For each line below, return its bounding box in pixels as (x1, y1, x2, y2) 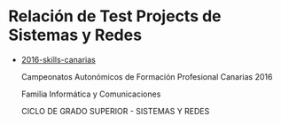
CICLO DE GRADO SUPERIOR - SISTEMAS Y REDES (20, 105, 210, 116)
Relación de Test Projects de (8, 6, 222, 27)
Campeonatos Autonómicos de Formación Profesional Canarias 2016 (20, 71, 273, 81)
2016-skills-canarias (20, 54, 97, 65)
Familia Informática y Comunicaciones (20, 89, 161, 99)
